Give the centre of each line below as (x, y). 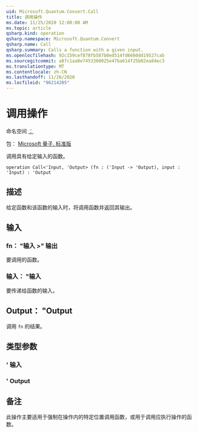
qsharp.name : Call (29, 45)
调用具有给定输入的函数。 (37, 156)
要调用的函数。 (24, 260)
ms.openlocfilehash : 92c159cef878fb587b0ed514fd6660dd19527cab (85, 55)
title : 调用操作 (24, 17)
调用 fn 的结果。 (26, 326)
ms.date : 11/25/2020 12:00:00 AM (47, 22)
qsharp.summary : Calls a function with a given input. (75, 50)
